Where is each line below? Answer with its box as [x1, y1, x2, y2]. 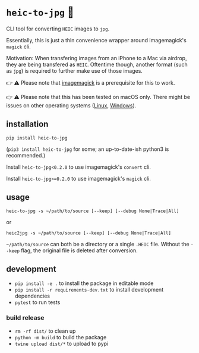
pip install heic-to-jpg [6, 135, 68, 141]
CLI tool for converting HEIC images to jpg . [6, 25, 110, 32]
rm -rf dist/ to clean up [14, 327, 76, 335]
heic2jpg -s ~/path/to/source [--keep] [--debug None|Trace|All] [6, 230, 171, 236]
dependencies [14, 292, 50, 300]
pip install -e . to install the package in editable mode [14, 280, 154, 287]
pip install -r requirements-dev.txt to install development [14, 286, 164, 293]
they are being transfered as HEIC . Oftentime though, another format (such [6, 61, 188, 68]
